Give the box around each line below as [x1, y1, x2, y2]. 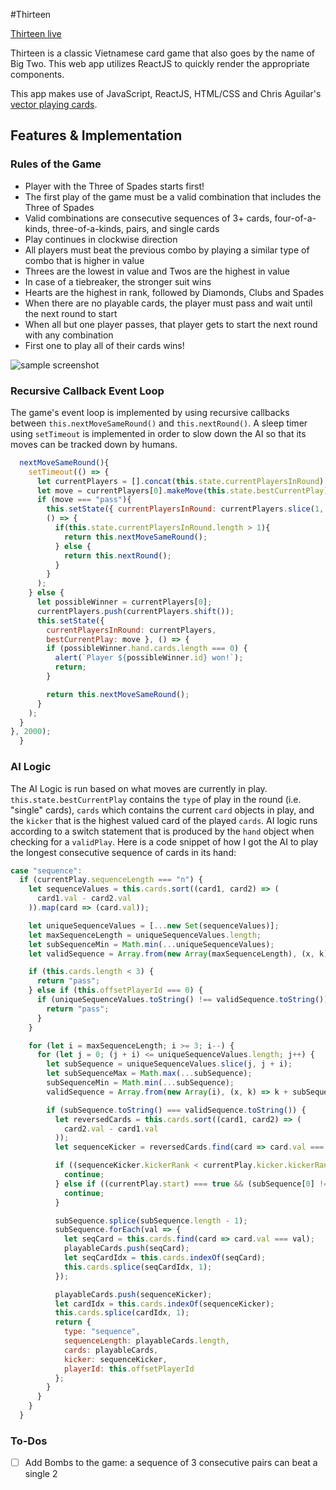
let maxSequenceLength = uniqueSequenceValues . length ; [28, 930, 262, 940]
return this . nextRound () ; [63, 550, 172, 561]
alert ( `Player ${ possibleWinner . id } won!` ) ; [54, 653, 244, 663]
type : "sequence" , [63, 1327, 141, 1337]
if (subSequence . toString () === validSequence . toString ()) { [46, 1105, 307, 1115]
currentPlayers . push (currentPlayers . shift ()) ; [36, 606, 235, 616]
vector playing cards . [10, 99, 98, 110]
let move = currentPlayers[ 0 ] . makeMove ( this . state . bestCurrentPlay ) [36, 485, 329, 496]
